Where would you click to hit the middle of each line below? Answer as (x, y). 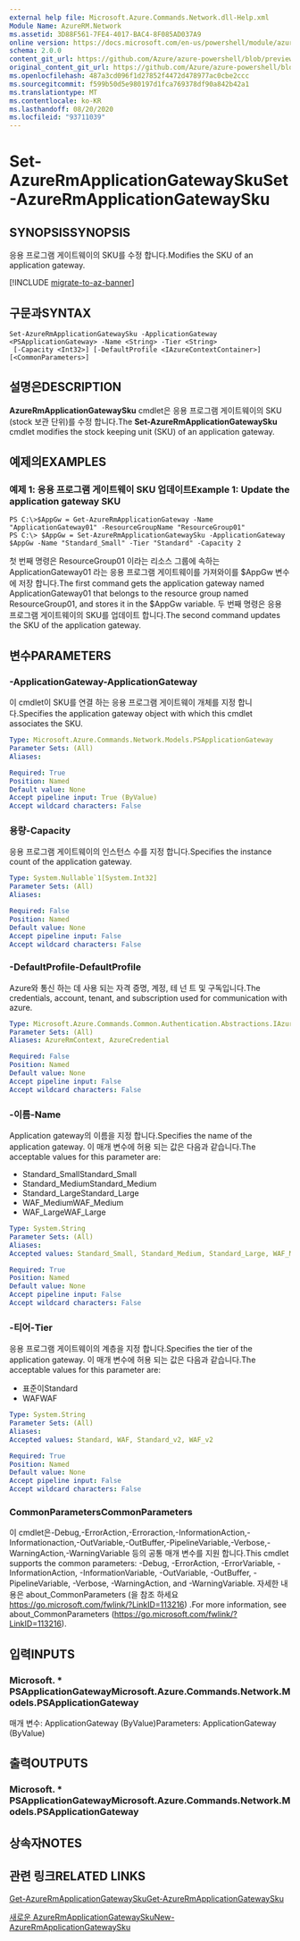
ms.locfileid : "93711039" (57, 117)
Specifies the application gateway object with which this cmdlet (135, 714)
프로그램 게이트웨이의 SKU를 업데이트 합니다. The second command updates (145, 615)
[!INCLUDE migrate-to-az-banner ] (72, 283)
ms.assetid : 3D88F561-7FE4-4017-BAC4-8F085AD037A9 (105, 34)
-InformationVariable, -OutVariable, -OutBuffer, (165, 1573)
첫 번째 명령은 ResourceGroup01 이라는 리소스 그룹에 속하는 (115, 561)
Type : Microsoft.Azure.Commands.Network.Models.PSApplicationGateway (142, 740)
